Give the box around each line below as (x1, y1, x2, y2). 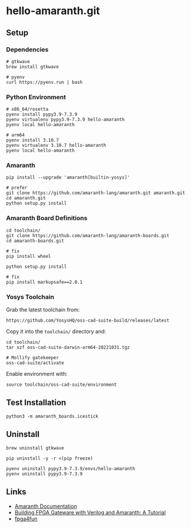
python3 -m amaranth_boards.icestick (6, 413, 99, 419)
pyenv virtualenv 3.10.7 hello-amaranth (6, 143, 107, 149)
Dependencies (6, 45, 49, 54)
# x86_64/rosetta (6, 106, 49, 113)
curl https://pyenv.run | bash (6, 79, 83, 85)
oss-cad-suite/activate (6, 360, 65, 366)
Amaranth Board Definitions (6, 214, 88, 222)
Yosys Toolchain (6, 293, 55, 301)
